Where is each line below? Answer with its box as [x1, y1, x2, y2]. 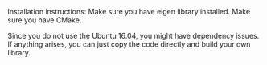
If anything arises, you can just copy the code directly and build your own [7, 39, 251, 49]
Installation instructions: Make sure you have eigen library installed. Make [7, 7, 251, 16]
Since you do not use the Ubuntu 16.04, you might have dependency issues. [7, 31, 260, 40]
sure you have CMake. [7, 15, 82, 25]
